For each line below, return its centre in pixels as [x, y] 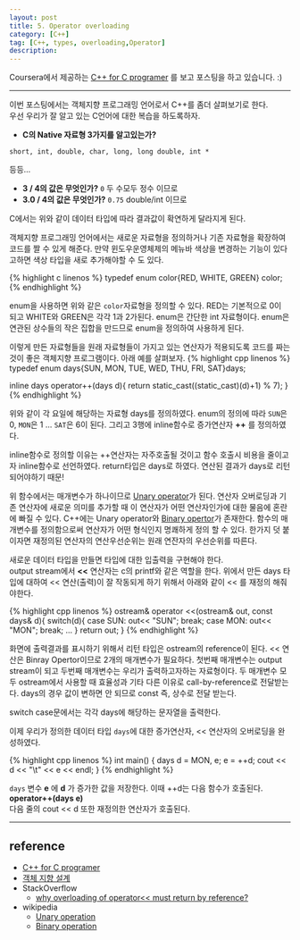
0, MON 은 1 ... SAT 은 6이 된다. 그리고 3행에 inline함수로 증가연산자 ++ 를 [133, 424]
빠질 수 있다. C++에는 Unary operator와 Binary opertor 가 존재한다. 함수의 [149, 518]
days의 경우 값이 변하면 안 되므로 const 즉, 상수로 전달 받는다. [129, 693]
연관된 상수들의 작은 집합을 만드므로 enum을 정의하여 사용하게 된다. [127, 328]
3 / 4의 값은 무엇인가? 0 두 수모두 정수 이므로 [100, 189]
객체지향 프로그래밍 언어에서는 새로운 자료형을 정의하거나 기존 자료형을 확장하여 [148, 238]
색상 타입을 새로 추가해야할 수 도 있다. [98, 260]
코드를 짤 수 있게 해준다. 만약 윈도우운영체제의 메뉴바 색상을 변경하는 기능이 [140, 249]
